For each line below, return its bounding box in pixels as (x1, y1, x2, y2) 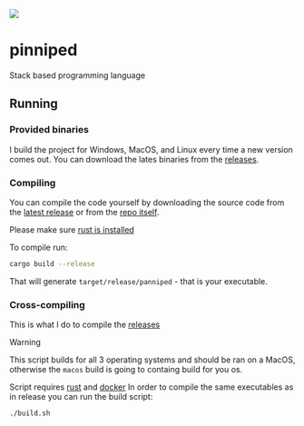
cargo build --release (9, 259, 95, 268)
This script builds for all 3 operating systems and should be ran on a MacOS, (9, 354, 296, 365)
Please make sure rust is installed (9, 223, 134, 235)
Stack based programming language (9, 69, 146, 81)
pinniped (9, 40, 78, 61)
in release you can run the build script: (9, 391, 153, 402)
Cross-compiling (9, 298, 86, 311)
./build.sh (9, 409, 51, 418)
